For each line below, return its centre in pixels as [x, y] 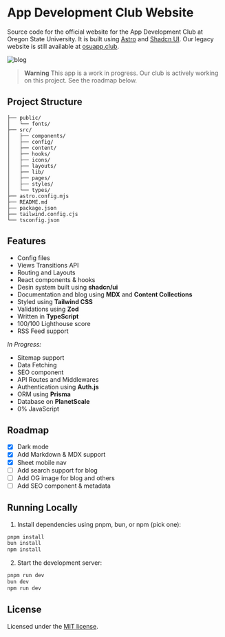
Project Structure [45, 102]
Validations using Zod [48, 309]
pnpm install [26, 537]
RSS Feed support [43, 331]
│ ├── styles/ [30, 184]
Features [26, 241]
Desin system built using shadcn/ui [67, 287]
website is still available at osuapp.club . [63, 46]
